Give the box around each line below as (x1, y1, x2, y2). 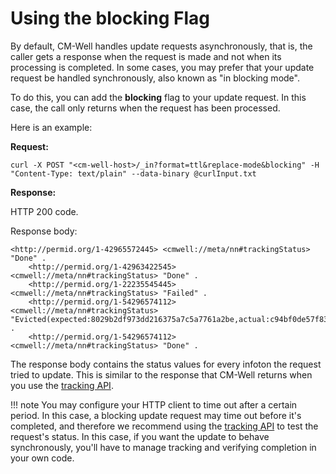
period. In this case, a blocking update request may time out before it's (10, 409, 302, 421)
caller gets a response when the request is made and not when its (10, 50, 282, 62)
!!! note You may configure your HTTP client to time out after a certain (10, 398, 298, 411)
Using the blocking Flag (10, 7, 211, 30)
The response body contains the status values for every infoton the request (10, 358, 322, 370)
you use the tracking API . (10, 379, 114, 391)
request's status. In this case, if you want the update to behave (10, 430, 270, 442)
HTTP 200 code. (10, 205, 79, 217)
